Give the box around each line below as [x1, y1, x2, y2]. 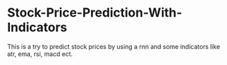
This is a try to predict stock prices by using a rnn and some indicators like [7, 42, 221, 50]
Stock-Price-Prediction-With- [7, 5, 183, 21]
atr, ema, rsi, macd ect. [7, 50, 73, 58]
